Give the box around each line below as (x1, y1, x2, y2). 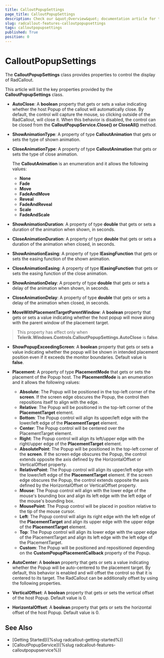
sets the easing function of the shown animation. (12, 255, 111, 262)
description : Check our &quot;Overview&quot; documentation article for (5, 16, 156, 21)
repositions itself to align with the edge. (19, 399, 99, 405)
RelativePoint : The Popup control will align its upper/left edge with (19, 467, 153, 473)
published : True (5, 30, 38, 35)
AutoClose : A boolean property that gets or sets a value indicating (12, 101, 147, 107)
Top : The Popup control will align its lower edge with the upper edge (19, 529, 157, 535)
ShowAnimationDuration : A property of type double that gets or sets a (12, 221, 156, 227)
